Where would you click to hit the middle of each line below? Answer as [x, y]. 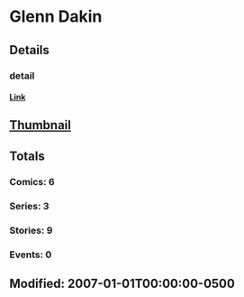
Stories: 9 [31, 230]
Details [29, 50]
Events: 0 [31, 255]
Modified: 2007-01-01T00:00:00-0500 [122, 283]
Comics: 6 [32, 181]
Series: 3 [29, 206]
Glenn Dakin [56, 17]
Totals [27, 156]
